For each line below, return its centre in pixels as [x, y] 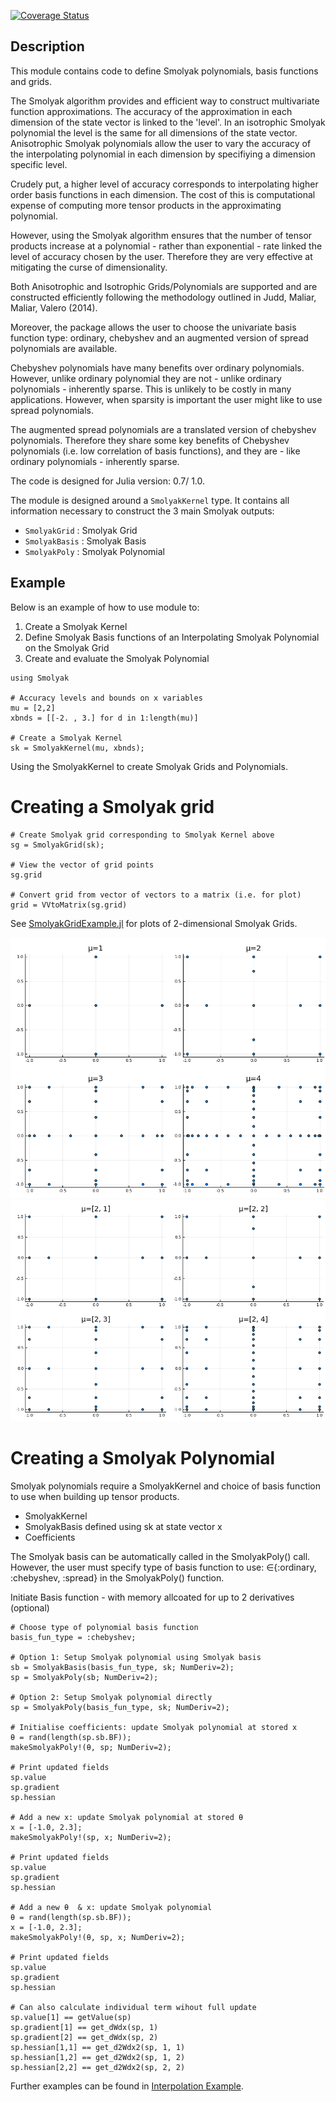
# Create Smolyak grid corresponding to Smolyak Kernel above [142, 835]
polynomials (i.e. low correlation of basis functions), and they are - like [155, 451]
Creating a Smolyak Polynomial [143, 1457]
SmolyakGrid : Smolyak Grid [81, 530]
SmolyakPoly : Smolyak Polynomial [94, 551]
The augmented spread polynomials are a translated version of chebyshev [163, 429]
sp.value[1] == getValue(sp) [71, 2017]
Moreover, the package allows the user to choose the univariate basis [153, 327]
